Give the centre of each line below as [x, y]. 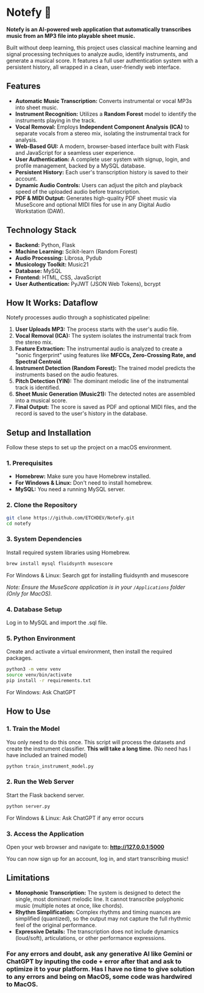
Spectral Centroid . [39, 361]
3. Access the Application [45, 833]
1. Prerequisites [30, 463]
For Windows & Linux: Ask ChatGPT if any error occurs [75, 818]
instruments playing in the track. [55, 120]
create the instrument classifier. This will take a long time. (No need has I [98, 749]
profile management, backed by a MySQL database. [80, 165]
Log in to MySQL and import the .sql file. [57, 622]
